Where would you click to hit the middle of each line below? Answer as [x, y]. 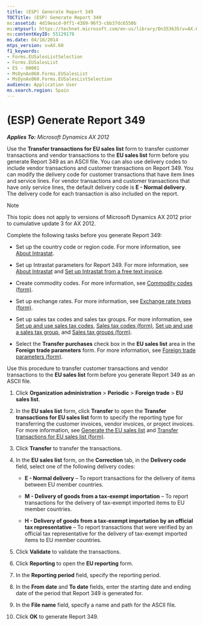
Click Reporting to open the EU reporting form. [74, 563]
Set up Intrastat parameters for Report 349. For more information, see [102, 265]
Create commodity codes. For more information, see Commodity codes [104, 283]
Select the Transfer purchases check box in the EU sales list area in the [105, 343]
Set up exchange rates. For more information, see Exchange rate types [103, 301]
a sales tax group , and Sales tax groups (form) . [74, 332]
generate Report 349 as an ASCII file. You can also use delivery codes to [97, 161]
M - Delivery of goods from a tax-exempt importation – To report [106, 496]
